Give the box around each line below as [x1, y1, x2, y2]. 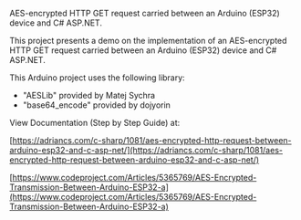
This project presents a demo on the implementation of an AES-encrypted [9, 36, 287, 46]
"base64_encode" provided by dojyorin [22, 100, 171, 110]
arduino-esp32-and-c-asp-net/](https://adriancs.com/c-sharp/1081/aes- [9, 145, 283, 155]
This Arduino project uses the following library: [9, 72, 185, 83]
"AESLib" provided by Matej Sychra [22, 90, 156, 100]
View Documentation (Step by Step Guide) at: [9, 118, 181, 128]
